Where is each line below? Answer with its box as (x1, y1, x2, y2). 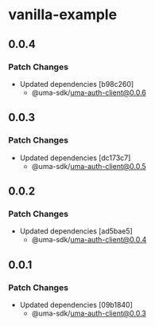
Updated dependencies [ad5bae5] (19, 226, 133, 236)
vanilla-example (8, 6, 118, 24)
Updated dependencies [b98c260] (19, 79, 134, 88)
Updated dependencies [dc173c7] (19, 153, 131, 163)
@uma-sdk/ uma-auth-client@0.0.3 (31, 308, 147, 318)
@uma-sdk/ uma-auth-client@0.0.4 (31, 235, 147, 245)
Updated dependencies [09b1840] (19, 300, 134, 309)
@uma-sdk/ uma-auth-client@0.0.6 (31, 88, 147, 97)
